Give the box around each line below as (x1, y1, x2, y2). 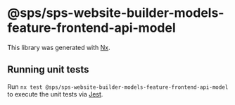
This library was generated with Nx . (7, 43, 110, 51)
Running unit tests (7, 63, 89, 75)
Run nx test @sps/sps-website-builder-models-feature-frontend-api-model (7, 82, 229, 91)
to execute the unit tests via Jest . (7, 89, 103, 98)
